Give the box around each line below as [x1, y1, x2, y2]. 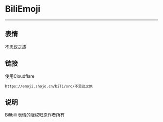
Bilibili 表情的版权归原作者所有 [5, 112, 65, 118]
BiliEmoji [5, 3, 41, 15]
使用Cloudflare [5, 73, 35, 79]
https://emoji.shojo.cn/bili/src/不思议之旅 [5, 84, 93, 88]
